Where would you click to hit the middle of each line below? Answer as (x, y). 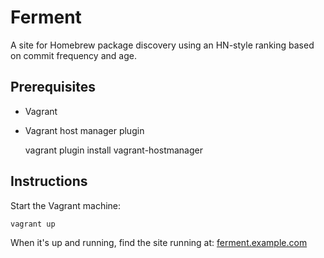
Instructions (49, 181)
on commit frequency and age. (73, 55)
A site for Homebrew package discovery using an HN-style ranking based (162, 45)
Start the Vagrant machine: (66, 205)
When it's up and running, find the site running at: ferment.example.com (159, 242)
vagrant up (33, 224)
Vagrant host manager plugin (84, 130)
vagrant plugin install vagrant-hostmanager (113, 150)
